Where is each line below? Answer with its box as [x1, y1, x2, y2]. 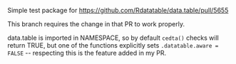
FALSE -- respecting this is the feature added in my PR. [7, 49, 166, 57]
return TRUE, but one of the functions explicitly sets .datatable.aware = [7, 41, 219, 49]
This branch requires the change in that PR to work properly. [7, 20, 185, 28]
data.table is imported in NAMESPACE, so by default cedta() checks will [7, 33, 219, 42]
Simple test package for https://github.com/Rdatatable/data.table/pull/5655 [7, 6, 229, 14]
